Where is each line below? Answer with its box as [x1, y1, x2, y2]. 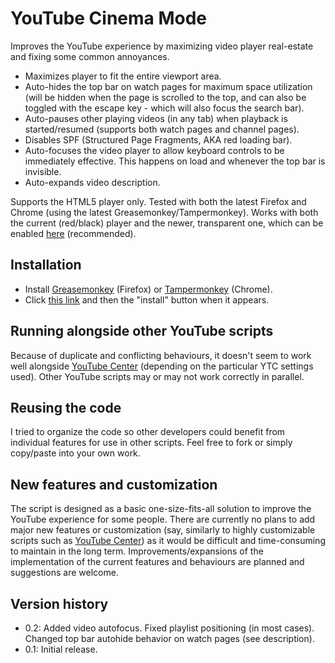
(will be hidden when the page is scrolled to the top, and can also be [24, 91, 307, 103]
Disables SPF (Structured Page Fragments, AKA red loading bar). [24, 133, 293, 146]
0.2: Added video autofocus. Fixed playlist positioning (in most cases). [24, 622, 315, 634]
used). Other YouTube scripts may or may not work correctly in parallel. [10, 370, 305, 382]
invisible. [24, 165, 62, 177]
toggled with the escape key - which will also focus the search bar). [24, 102, 305, 114]
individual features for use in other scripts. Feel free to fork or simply [10, 437, 293, 449]
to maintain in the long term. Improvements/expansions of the [10, 545, 264, 557]
